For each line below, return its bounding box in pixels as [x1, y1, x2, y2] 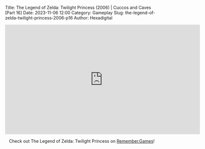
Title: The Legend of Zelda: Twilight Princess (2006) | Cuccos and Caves [5, 5, 151, 10]
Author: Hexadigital [74, 15, 113, 20]
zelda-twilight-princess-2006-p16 [5, 15, 73, 20]
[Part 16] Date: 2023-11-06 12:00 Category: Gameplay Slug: [5, 10, 124, 16]
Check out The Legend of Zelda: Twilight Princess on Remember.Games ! [9, 138, 155, 144]
